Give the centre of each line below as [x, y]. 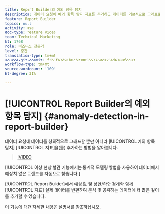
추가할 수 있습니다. [28, 196]
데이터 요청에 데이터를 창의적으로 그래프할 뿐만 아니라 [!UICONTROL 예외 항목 [80, 141]
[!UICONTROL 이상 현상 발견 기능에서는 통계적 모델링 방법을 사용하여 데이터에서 [82, 167]
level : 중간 [16, 51]
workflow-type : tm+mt [27, 64]
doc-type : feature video [30, 32]
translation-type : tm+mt [30, 55]
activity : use [20, 28]
